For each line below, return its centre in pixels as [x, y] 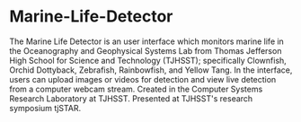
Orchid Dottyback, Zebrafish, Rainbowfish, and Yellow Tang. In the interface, [151, 70]
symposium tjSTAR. [45, 108]
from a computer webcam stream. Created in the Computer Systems [136, 89]
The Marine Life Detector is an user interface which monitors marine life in [147, 41]
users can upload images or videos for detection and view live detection [143, 79]
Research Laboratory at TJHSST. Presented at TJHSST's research [131, 98]
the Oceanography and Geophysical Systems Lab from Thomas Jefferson [146, 50]
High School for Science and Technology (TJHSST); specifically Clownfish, [148, 60]
